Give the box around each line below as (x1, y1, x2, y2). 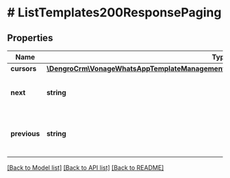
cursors (10, 64, 37, 73)
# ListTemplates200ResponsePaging (7, 5, 222, 21)
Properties (7, 32, 53, 44)
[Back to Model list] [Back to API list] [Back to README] (7, 164, 164, 172)
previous (10, 129, 40, 138)
